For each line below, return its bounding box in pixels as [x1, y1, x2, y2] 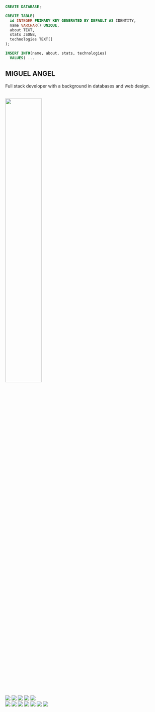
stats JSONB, [10, 32, 37, 37]
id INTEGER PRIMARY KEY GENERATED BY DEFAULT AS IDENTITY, [10, 18, 136, 23]
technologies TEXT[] [10, 37, 53, 42]
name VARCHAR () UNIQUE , [10, 23, 59, 28]
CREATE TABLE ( [5, 13, 35, 18]
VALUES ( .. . [10, 55, 35, 60]
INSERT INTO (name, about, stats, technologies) [5, 51, 107, 56]
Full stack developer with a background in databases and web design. [5, 83, 150, 89]
